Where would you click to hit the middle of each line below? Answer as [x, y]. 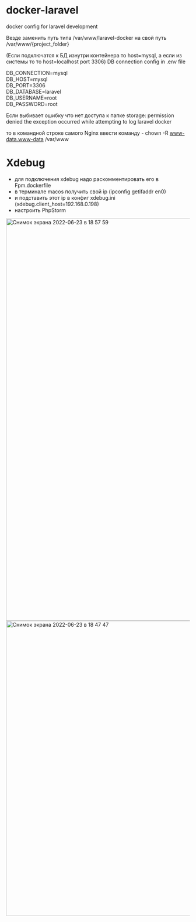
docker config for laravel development [52, 26]
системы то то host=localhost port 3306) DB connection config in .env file [96, 62]
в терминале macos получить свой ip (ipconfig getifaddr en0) [90, 192]
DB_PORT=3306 [26, 85]
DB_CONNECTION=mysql [37, 73]
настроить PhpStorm [40, 210]
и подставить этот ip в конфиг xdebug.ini [65, 197]
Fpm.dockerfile [33, 185]
